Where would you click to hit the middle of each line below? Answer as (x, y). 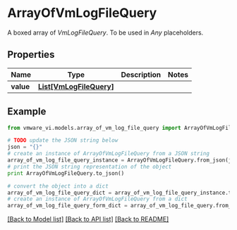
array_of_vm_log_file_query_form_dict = (68, 206)
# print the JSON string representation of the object (90, 167)
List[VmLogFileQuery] (76, 86)
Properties (31, 55)
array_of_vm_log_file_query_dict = (60, 193)
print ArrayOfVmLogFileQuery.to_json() (66, 173)
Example (27, 112)
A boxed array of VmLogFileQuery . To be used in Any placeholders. (105, 32)
